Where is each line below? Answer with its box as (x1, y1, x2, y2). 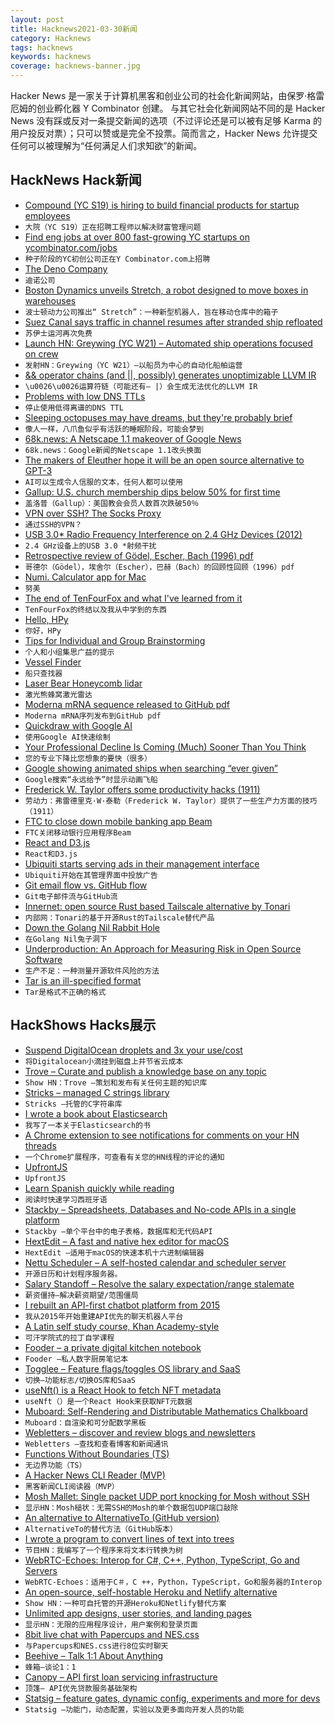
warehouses (24, 294, 77, 306)
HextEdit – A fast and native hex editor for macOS (24, 1235, 230, 1247)
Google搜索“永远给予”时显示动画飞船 (24, 774, 158, 785)
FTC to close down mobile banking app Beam (24, 815, 213, 827)
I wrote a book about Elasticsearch (24, 1107, 168, 1120)
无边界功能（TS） (24, 1460, 87, 1470)
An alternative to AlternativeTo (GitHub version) (24, 1511, 220, 1523)
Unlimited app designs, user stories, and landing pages (24, 1607, 252, 1619)
